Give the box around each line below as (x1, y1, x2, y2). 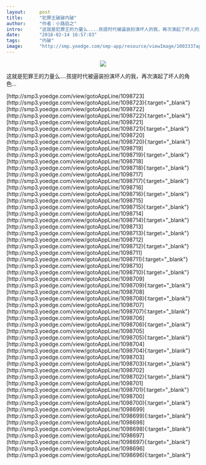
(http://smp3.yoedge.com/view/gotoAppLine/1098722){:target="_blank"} (6, 112, 191, 119)
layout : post (6, 9, 51, 15)
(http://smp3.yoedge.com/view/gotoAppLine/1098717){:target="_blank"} (6, 177, 189, 184)
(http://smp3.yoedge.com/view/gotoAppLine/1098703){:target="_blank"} (6, 360, 191, 367)
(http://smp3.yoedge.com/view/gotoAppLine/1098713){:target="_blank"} (6, 229, 189, 236)
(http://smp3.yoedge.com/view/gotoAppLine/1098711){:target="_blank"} (6, 256, 188, 263)
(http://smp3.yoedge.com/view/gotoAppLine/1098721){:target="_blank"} (6, 125, 189, 132)
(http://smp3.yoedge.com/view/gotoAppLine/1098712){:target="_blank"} (6, 242, 189, 249)
